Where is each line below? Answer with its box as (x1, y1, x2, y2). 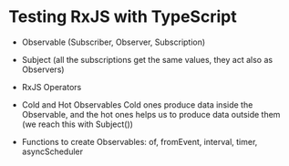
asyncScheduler (21, 146, 84, 157)
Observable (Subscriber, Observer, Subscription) (21, 36, 206, 47)
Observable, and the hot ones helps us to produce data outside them (21, 109, 281, 119)
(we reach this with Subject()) (21, 119, 134, 130)
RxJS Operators (21, 81, 82, 92)
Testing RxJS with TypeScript (8, 6, 238, 27)
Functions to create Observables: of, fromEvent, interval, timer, (21, 136, 258, 147)
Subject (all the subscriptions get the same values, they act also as (21, 54, 274, 65)
